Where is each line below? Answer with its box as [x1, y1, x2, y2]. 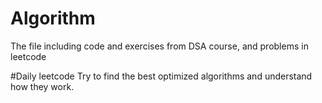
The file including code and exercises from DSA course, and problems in [10, 40, 309, 52]
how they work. [10, 80, 75, 92]
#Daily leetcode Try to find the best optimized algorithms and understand [10, 70, 313, 82]
